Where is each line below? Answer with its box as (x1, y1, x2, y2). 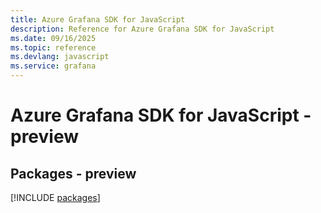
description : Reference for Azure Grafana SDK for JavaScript (10, 24, 275, 34)
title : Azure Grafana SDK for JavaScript (10, 14, 186, 25)
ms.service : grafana (10, 61, 97, 71)
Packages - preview (10, 165, 137, 182)
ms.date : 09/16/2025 (10, 33, 97, 43)
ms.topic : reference (10, 42, 97, 53)
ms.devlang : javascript (10, 52, 110, 62)
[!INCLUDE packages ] (10, 192, 101, 203)
